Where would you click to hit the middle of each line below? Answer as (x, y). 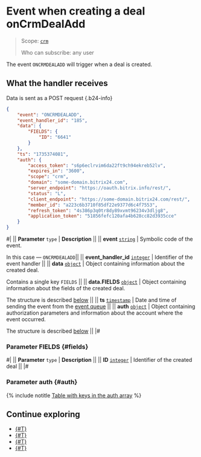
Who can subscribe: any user (58, 52)
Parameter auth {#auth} (42, 382)
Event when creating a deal (76, 11)
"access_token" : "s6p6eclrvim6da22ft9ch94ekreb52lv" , (97, 165)
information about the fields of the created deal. (66, 288)
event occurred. (26, 319)
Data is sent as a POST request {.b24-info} (59, 98)
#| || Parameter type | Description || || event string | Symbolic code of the (100, 239)
